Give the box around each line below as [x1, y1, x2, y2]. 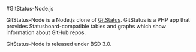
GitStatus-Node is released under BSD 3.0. [6, 41, 112, 47]
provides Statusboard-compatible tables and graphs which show [6, 23, 167, 30]
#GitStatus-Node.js [6, 5, 54, 12]
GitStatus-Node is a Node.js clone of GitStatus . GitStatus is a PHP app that [6, 17, 191, 23]
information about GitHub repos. [6, 29, 86, 36]
